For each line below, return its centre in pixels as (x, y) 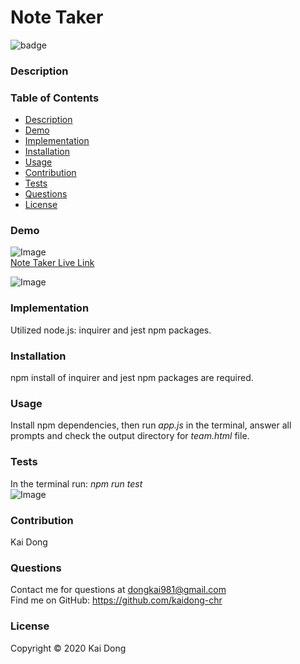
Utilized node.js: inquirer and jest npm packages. (111, 330)
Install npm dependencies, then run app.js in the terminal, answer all (151, 425)
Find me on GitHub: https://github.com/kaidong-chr (116, 600)
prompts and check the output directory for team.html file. (130, 436)
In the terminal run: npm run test (76, 483)
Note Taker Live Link (52, 263)
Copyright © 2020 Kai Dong (68, 648)
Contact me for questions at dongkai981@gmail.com (118, 590)
